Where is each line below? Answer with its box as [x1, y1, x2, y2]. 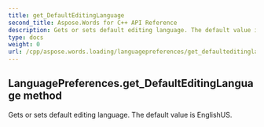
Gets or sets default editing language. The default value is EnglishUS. [8, 110, 233, 119]
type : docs [8, 33, 44, 42]
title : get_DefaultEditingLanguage [8, 11, 125, 20]
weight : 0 [8, 41, 41, 49]
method [23, 89, 63, 103]
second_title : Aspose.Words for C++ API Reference [8, 19, 178, 27]
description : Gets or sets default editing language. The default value [8, 26, 251, 34]
